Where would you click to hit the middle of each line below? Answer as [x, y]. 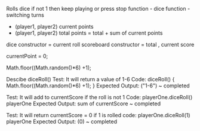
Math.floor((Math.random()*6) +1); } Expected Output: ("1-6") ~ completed [98, 86]
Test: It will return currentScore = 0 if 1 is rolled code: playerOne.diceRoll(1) [98, 115]
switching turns [25, 15]
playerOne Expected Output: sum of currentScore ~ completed [84, 103]
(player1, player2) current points [54, 27]
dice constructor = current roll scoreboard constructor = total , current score [100, 45]
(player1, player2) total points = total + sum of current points [89, 33]
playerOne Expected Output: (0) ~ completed [62, 121]
